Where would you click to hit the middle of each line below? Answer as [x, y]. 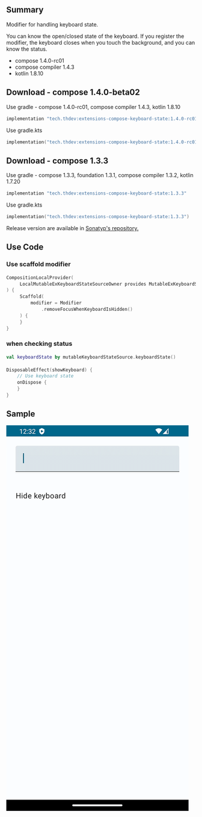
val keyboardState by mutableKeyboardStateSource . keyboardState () [91, 357]
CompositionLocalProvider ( [40, 277]
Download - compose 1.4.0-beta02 [73, 92]
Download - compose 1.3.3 [57, 161]
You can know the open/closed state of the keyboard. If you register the [95, 36]
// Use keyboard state [45, 376]
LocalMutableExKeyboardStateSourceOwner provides [83, 284]
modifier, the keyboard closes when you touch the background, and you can [101, 42]
